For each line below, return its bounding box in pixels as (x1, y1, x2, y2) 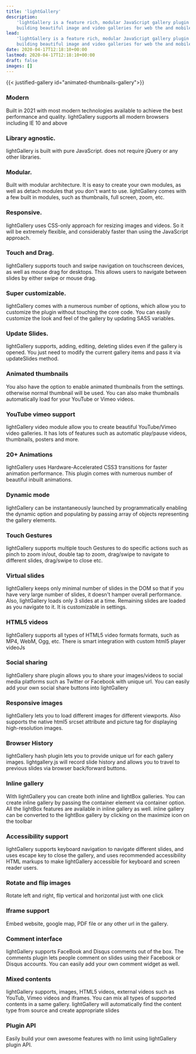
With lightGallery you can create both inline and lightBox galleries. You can (6, 792, 185, 799)
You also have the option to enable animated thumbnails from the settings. (6, 383, 185, 390)
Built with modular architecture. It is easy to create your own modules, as (6, 181, 181, 188)
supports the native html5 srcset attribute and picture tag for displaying (6, 718, 177, 726)
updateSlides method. (6, 355, 59, 362)
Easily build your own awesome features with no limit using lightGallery (6, 1035, 177, 1042)
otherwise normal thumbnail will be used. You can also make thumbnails (6, 389, 180, 396)
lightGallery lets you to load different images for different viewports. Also (6, 712, 181, 719)
